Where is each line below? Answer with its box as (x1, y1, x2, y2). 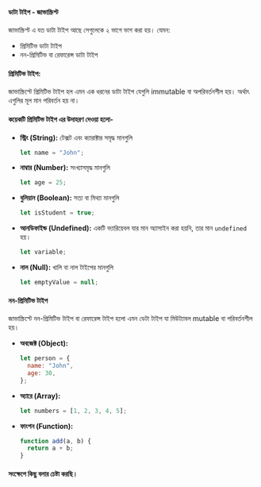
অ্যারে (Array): (19, 391, 61, 400)
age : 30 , (27, 369, 56, 377)
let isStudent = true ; (19, 209, 95, 217)
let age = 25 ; (19, 179, 67, 187)
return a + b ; (27, 444, 74, 453)
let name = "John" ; (19, 149, 85, 157)
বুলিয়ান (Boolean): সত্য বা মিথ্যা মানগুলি (19, 193, 120, 203)
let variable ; (19, 248, 67, 257)
